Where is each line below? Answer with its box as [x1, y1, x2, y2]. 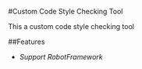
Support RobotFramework [19, 53, 103, 61]
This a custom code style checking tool [8, 22, 135, 31]
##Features [8, 37, 45, 46]
